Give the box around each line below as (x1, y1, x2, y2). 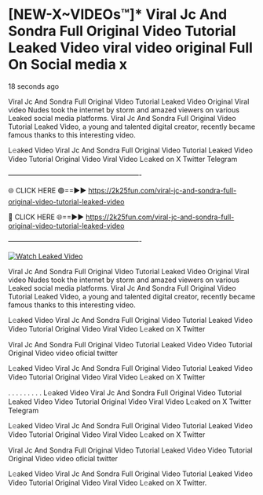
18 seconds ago (8, 81, 60, 91)
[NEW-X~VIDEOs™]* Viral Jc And (8, 5, 228, 24)
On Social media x (8, 56, 128, 74)
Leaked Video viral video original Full (8, 39, 254, 57)
